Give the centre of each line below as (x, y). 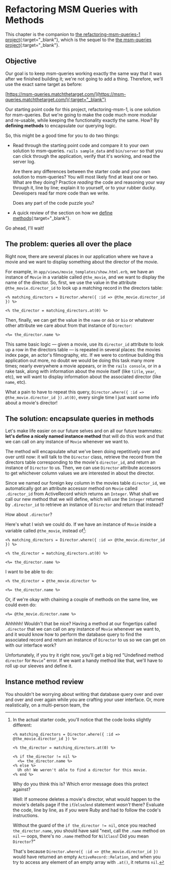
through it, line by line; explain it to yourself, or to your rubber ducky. (84, 187)
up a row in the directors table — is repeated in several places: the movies (83, 349)
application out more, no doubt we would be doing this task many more (80, 360)
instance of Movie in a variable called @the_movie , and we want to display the (85, 277)
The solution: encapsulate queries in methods (80, 418)
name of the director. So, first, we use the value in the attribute (71, 282)
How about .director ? (29, 515)
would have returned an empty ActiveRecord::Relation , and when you (87, 857)
